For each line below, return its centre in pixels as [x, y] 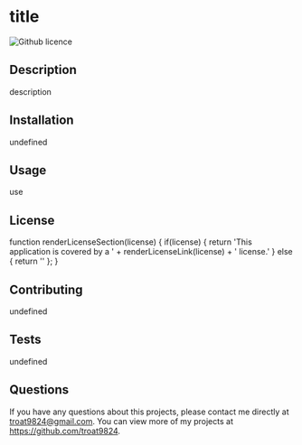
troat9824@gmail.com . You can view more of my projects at [121, 421]
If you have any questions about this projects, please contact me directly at [149, 412]
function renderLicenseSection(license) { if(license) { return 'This [131, 242]
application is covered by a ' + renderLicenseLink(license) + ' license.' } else [151, 252]
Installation [42, 121]
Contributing [46, 289]
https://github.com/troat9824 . [65, 431]
